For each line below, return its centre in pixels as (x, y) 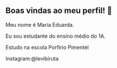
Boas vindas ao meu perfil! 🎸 (59, 11)
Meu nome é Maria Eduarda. (40, 24)
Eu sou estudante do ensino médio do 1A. (56, 36)
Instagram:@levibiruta (32, 58)
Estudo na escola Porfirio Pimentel (47, 47)
